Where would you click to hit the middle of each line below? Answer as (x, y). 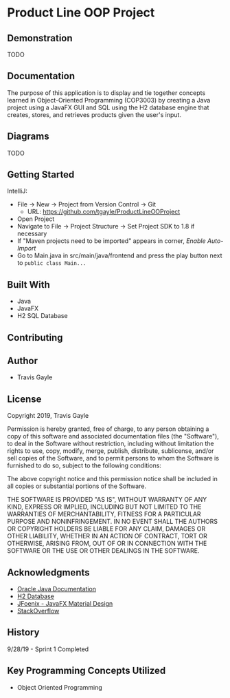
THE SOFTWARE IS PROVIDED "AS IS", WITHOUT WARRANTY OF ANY (107, 500)
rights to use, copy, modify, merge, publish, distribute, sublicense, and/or (111, 451)
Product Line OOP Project (81, 13)
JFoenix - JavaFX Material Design (65, 604)
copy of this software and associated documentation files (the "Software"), (113, 436)
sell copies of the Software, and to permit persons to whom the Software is (113, 458)
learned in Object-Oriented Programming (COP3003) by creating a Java (109, 100)
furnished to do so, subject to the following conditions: (84, 465)
